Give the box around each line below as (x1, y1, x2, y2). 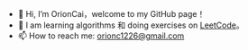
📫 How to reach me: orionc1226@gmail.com (17, 30, 185, 41)
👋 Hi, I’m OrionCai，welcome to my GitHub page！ (17, 9, 206, 19)
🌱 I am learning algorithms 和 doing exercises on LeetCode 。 (17, 20, 245, 30)
